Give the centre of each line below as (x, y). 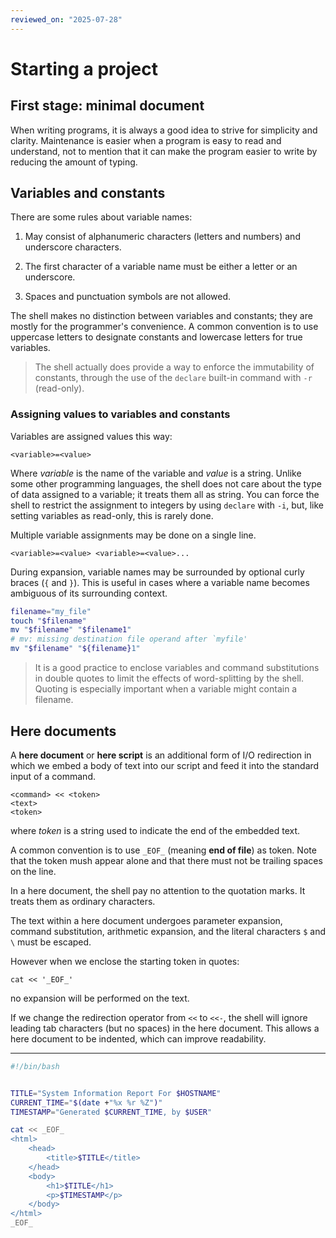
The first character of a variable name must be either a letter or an (161, 267)
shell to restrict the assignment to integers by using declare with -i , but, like (167, 505)
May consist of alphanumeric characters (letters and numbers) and (162, 237)
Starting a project (84, 68)
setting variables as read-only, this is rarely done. (112, 515)
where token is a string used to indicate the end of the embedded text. (155, 830)
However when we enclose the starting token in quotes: (125, 961)
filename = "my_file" (51, 611)
